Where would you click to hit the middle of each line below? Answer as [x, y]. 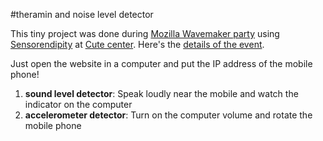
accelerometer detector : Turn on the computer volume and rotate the [168, 115]
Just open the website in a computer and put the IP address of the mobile [161, 63]
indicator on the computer [78, 104]
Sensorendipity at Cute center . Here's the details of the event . [137, 44]
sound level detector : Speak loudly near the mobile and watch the [161, 93]
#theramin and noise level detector [82, 14]
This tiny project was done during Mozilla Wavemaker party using [145, 33]
